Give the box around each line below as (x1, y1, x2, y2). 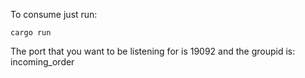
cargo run (10, 28, 52, 38)
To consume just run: (10, 9, 98, 20)
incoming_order (10, 56, 75, 68)
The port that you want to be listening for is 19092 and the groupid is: (10, 45, 296, 57)
